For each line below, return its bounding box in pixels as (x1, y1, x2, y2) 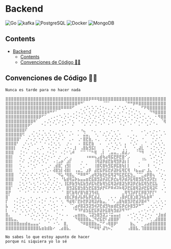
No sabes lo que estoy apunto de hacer (5, 234, 90, 239)
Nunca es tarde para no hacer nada (5, 87, 81, 92)
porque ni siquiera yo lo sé (5, 239, 67, 244)
